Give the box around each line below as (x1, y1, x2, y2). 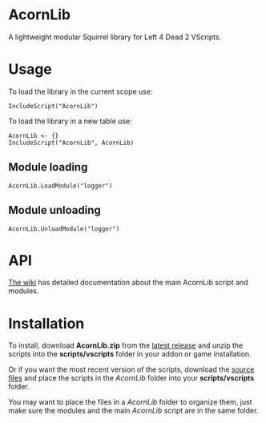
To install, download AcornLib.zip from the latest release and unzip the (8, 340, 244, 350)
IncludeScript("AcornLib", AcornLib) (8, 139, 135, 147)
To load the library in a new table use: (8, 116, 132, 126)
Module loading (8, 160, 88, 174)
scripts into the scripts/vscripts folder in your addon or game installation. (8, 349, 252, 359)
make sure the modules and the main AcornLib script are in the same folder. (8, 406, 259, 416)
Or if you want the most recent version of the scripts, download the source (8, 365, 255, 374)
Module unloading (8, 203, 102, 217)
